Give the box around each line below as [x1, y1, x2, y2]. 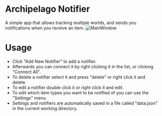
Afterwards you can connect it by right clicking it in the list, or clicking [12, 63, 154, 69]
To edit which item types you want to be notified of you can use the [12, 89, 149, 95]
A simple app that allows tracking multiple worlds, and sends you [5, 20, 136, 26]
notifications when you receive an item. [5, 25, 85, 30]
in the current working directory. [12, 105, 78, 111]
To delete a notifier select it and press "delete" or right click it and [12, 74, 146, 80]
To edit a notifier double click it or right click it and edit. [12, 85, 124, 90]
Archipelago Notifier [5, 3, 90, 15]
